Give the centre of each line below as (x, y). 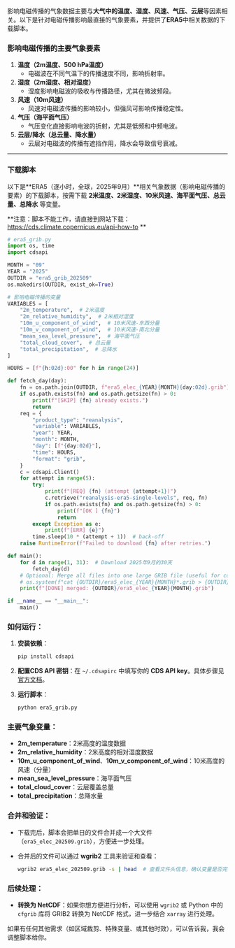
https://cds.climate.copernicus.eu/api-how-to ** (77, 227)
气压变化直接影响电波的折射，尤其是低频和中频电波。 (105, 126)
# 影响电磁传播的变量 (34, 297)
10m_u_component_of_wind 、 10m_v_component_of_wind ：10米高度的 (121, 761)
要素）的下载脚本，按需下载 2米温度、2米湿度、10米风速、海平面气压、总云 (116, 195)
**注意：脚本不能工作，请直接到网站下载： (69, 219)
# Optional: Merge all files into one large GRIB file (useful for (120, 575)
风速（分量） (36, 770)
